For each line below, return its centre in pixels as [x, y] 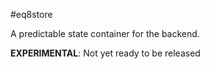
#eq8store [31, 14]
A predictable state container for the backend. [105, 33]
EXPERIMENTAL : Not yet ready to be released [105, 53]
